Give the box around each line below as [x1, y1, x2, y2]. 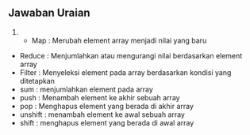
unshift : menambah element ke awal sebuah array [19, 110, 185, 119]
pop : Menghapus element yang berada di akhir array [19, 101, 194, 111]
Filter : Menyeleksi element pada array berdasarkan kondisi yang [19, 67, 232, 77]
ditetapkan [19, 76, 56, 85]
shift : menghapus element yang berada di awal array [19, 118, 194, 127]
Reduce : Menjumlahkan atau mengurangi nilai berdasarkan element [19, 51, 243, 60]
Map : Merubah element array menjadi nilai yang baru [31, 36, 207, 45]
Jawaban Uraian [8, 6, 90, 20]
